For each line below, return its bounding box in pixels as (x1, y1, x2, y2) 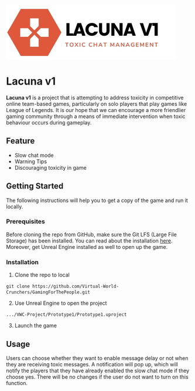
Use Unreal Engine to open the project (14, 299, 107, 307)
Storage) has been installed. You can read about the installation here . (6, 237, 173, 244)
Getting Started (6, 181, 64, 191)
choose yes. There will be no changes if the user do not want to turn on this (6, 373, 189, 380)
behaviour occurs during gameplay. (6, 119, 92, 126)
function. (6, 379, 28, 386)
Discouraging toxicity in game (14, 164, 87, 171)
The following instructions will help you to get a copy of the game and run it (6, 197, 189, 204)
